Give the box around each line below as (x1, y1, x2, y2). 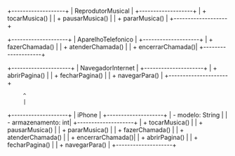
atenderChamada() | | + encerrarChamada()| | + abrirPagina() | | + (7, 134, 199, 141)
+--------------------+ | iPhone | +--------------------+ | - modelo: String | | (7, 111, 228, 119)
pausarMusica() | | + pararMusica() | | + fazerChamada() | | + (7, 126, 184, 134)
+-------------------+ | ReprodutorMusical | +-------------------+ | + (7, 7, 207, 15)
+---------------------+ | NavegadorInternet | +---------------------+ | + (7, 64, 217, 72)
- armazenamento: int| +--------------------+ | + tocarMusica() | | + (7, 118, 203, 126)
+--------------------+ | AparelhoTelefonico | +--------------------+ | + (7, 35, 213, 44)
